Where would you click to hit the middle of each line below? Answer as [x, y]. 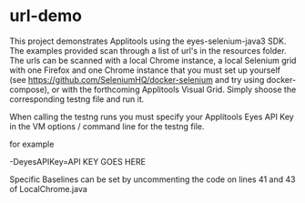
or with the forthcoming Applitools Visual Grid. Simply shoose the [174, 89]
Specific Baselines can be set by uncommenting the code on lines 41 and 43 [152, 179]
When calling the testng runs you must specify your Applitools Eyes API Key [152, 117]
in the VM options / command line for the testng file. [107, 126]
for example [32, 144]
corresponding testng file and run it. [77, 99]
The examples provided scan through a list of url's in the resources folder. [148, 50]
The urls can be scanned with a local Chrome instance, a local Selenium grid [153, 60]
